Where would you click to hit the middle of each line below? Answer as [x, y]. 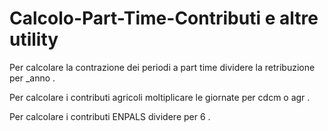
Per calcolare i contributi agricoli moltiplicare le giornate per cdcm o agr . [160, 97]
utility [34, 39]
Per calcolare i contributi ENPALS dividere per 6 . [110, 116]
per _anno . [32, 78]
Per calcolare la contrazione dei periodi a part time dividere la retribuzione [162, 67]
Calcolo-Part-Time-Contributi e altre [164, 18]
